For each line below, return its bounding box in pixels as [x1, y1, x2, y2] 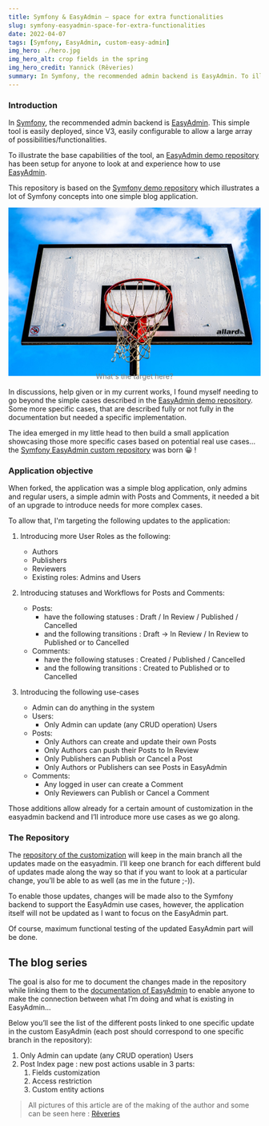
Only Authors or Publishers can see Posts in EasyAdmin [43, 763, 227, 772]
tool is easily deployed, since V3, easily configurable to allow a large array [8, 127, 253, 136]
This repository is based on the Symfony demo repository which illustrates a [8, 183, 260, 192]
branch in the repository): [8, 1035, 93, 1045]
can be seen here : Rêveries [27, 1109, 120, 1119]
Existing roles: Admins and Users [31, 573, 142, 582]
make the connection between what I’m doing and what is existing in [8, 994, 235, 1004]
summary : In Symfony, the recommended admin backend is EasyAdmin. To [8, 72, 249, 80]
